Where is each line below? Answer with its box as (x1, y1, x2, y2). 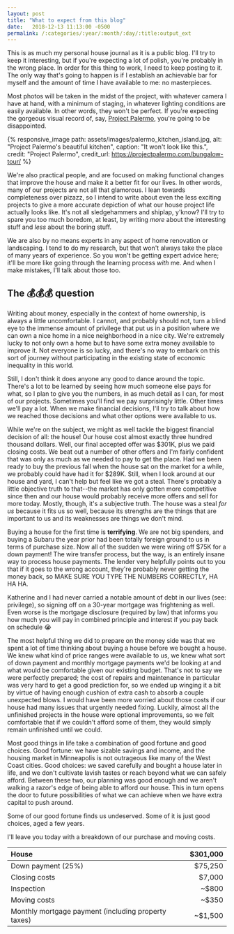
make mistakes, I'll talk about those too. (7, 266, 120, 274)
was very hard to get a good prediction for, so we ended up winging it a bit (7, 681, 221, 690)
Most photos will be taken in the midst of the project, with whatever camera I (7, 92, 227, 101)
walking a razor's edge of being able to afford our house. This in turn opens (7, 783, 224, 792)
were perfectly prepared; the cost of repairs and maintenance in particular (7, 674, 221, 682)
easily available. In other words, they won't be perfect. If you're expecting (7, 107, 219, 115)
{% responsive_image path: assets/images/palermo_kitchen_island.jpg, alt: (7, 135, 222, 144)
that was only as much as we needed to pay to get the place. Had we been (7, 455, 221, 464)
